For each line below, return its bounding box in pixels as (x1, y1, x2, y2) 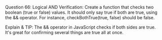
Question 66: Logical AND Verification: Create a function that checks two (5, 4, 154, 10)
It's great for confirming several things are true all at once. (5, 30, 123, 35)
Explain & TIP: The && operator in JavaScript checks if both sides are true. (5, 24, 156, 30)
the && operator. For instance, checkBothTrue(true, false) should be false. (5, 15, 155, 20)
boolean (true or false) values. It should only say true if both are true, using (5, 9, 158, 15)
